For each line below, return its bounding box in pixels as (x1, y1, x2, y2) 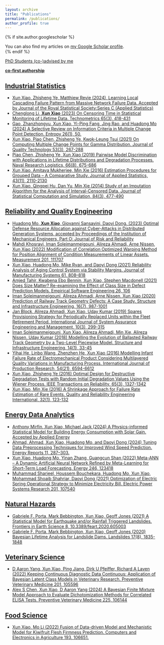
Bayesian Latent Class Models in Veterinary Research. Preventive (12, 576, 143, 582)
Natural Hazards (5, 500, 56, 508)
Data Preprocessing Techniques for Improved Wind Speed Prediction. (12, 444, 152, 450)
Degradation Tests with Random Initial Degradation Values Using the (12, 376, 150, 382)
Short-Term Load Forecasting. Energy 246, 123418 (12, 465, 114, 471)
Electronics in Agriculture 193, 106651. (12, 635, 89, 641)
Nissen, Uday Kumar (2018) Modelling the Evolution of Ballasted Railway (12, 334, 158, 340)
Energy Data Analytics (5, 411, 75, 419)
